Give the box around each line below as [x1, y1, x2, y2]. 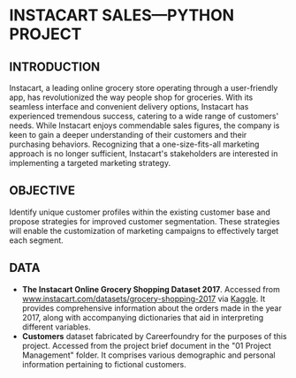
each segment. [9, 235, 64, 246]
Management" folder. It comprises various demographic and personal [21, 350, 276, 360]
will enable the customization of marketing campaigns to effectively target [9, 225, 279, 236]
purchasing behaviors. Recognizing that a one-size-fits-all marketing [9, 139, 260, 149]
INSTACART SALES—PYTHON [9, 5, 235, 26]
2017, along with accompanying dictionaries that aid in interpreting [21, 312, 263, 322]
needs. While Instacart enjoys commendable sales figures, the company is [9, 120, 280, 131]
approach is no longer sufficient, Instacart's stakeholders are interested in [9, 148, 278, 159]
